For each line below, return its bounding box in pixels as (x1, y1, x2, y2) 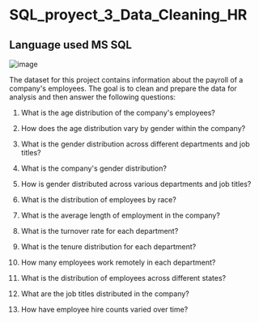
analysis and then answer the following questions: (9, 92, 176, 102)
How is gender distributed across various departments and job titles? (20, 180, 252, 189)
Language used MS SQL (9, 38, 133, 52)
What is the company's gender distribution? (20, 163, 167, 173)
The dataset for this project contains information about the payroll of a (9, 75, 244, 84)
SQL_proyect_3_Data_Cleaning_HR (9, 6, 248, 24)
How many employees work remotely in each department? (20, 257, 216, 267)
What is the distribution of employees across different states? (20, 273, 226, 282)
